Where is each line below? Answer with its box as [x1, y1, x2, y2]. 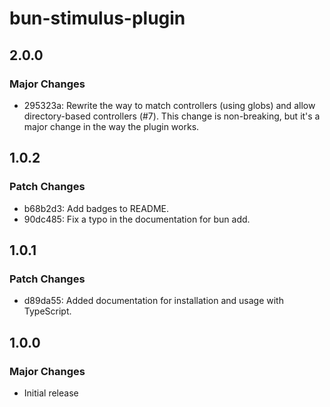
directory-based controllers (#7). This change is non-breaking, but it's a [23, 110, 321, 122]
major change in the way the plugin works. [23, 120, 200, 132]
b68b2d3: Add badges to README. [23, 202, 170, 214]
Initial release [23, 387, 79, 399]
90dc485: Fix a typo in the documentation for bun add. [23, 213, 251, 225]
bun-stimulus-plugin [9, 7, 186, 30]
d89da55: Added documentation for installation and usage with [23, 295, 284, 307]
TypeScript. [23, 305, 72, 317]
